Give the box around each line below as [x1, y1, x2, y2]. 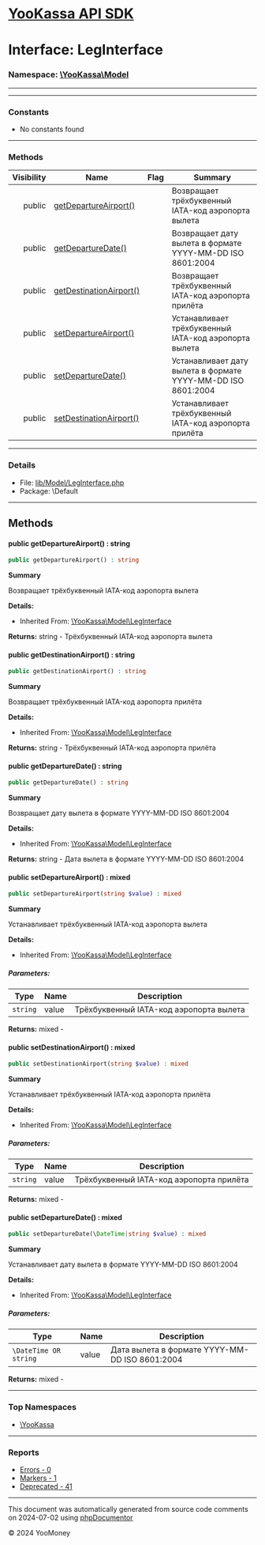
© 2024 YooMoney [8, 1528, 71, 1537]
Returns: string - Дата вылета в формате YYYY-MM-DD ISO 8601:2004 [8, 854, 244, 864]
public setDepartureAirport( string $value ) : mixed [8, 890, 181, 898]
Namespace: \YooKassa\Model [8, 69, 129, 80]
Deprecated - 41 [19, 1481, 73, 1491]
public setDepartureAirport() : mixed [8, 872, 131, 882]
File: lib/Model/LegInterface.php [19, 478, 125, 487]
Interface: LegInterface [8, 41, 164, 59]
